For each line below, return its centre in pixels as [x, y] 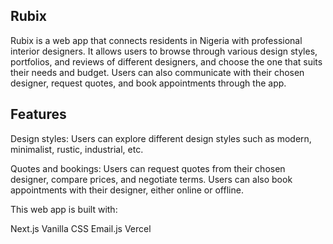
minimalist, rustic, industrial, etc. [77, 149]
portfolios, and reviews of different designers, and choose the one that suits [166, 61]
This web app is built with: [64, 209]
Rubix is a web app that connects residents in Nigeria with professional [156, 40]
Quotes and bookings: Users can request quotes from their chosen [148, 168]
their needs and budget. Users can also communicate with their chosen [157, 72]
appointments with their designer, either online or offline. [127, 190]
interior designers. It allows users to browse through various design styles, [164, 51]
